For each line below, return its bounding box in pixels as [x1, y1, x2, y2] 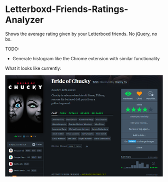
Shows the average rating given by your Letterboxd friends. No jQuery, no [5, 31, 157, 37]
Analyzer [5, 14, 44, 26]
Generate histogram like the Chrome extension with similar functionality [12, 55, 160, 61]
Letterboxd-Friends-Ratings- [5, 4, 128, 15]
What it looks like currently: [5, 65, 61, 71]
